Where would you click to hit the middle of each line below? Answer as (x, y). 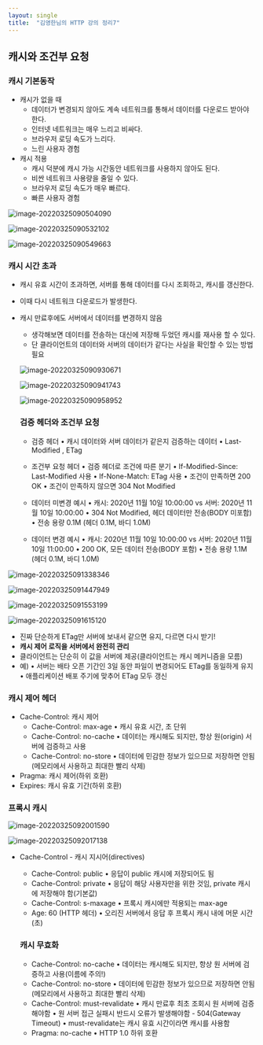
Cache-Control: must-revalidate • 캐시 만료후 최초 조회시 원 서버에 (135, 1003)
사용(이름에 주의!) (79, 973)
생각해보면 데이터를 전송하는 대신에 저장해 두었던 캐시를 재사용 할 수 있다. (143, 334)
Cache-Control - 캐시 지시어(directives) (82, 857)
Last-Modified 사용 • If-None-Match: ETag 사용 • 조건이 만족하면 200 (141, 476)
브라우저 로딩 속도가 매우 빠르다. (80, 188)
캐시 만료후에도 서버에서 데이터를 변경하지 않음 (91, 318)
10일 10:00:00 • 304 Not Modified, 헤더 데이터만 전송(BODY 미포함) (146, 512)
